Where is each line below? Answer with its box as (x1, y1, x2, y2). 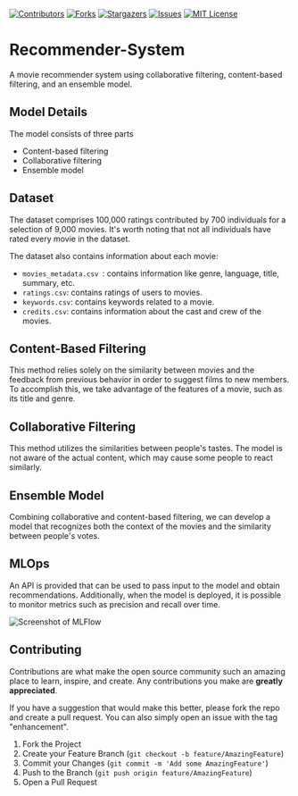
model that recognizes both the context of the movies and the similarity (9, 521, 272, 532)
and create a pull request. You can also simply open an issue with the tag (9, 711, 278, 723)
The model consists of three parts (9, 128, 134, 138)
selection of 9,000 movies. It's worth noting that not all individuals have (9, 223, 272, 234)
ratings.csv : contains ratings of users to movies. (21, 287, 203, 297)
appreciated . (9, 684, 58, 696)
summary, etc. (21, 277, 76, 288)
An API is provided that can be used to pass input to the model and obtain (9, 580, 280, 591)
